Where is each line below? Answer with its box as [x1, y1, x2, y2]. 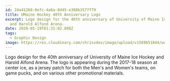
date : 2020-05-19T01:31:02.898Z [5, 26, 73, 31]
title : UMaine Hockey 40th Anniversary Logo [5, 12, 101, 17]
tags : [5, 31, 17, 36]
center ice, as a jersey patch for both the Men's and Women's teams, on [5, 64, 156, 70]
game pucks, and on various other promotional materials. [5, 70, 124, 76]
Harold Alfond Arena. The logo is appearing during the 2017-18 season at [5, 59, 158, 65]
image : [5, 40, 19, 45]
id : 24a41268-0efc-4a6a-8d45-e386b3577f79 [5, 7, 96, 13]
